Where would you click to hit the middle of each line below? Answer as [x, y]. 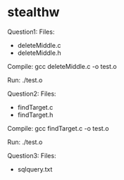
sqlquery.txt [35, 169]
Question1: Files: [31, 32]
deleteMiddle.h [39, 53]
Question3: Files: [32, 155]
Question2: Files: [32, 94]
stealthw [33, 12]
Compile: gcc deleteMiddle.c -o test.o [62, 66]
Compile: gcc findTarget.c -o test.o [58, 128]
